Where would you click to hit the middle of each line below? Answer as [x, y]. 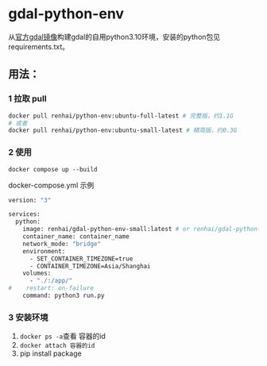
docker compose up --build [53, 169]
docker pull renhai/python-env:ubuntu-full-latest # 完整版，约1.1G [121, 116]
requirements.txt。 [39, 46]
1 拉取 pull [27, 98]
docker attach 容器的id [57, 346]
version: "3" [30, 200]
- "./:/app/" [51, 281]
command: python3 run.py [64, 296]
